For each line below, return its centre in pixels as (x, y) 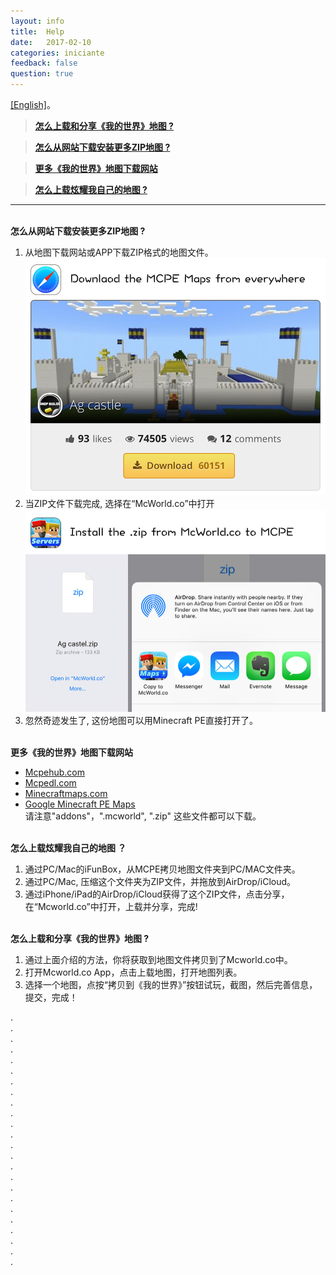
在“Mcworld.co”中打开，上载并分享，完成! (111, 907)
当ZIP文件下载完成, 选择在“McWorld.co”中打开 (119, 503)
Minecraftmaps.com (66, 794)
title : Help (37, 31)
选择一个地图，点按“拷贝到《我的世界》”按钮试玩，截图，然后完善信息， (171, 985)
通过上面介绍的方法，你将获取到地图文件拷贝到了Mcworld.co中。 (158, 960)
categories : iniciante (57, 53)
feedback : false (44, 63)
